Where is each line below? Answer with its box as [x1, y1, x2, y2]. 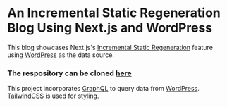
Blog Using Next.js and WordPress [7, 20, 213, 36]
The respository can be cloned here [7, 68, 132, 78]
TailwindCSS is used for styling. [7, 92, 99, 100]
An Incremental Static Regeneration [7, 5, 221, 21]
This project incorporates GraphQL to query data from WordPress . [7, 84, 200, 93]
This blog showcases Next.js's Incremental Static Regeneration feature [7, 43, 214, 51]
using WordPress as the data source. [7, 51, 115, 59]
